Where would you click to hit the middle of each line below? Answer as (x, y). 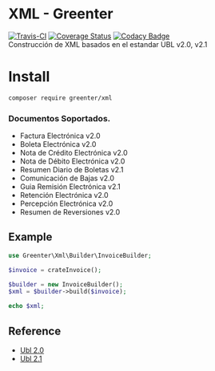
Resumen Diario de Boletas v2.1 (72, 170)
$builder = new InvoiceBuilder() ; (66, 284)
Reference (35, 331)
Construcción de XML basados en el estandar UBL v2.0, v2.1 (108, 44)
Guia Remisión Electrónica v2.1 (70, 187)
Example (30, 237)
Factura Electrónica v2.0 (60, 136)
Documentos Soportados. (60, 118)
